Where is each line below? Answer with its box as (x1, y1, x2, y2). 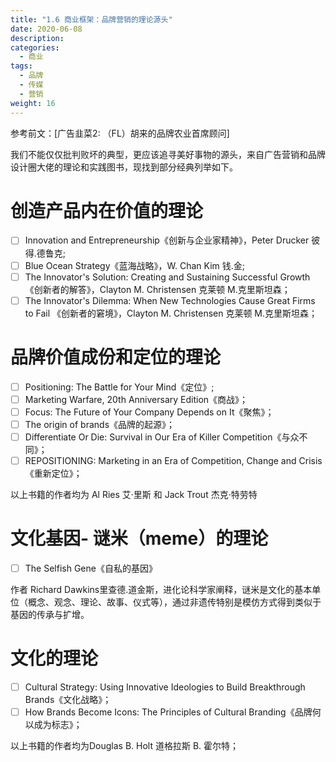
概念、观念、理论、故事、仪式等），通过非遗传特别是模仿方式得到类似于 (27, 596, 322, 608)
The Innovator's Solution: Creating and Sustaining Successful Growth (24, 271, 311, 283)
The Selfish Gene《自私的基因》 (24, 562, 158, 574)
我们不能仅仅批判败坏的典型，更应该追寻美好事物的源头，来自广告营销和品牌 (10, 148, 326, 160)
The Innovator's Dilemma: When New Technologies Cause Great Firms (24, 294, 316, 306)
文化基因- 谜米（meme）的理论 (10, 527, 269, 550)
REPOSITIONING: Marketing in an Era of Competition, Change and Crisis (24, 454, 323, 466)
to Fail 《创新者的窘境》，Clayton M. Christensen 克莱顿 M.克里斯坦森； (24, 307, 318, 319)
